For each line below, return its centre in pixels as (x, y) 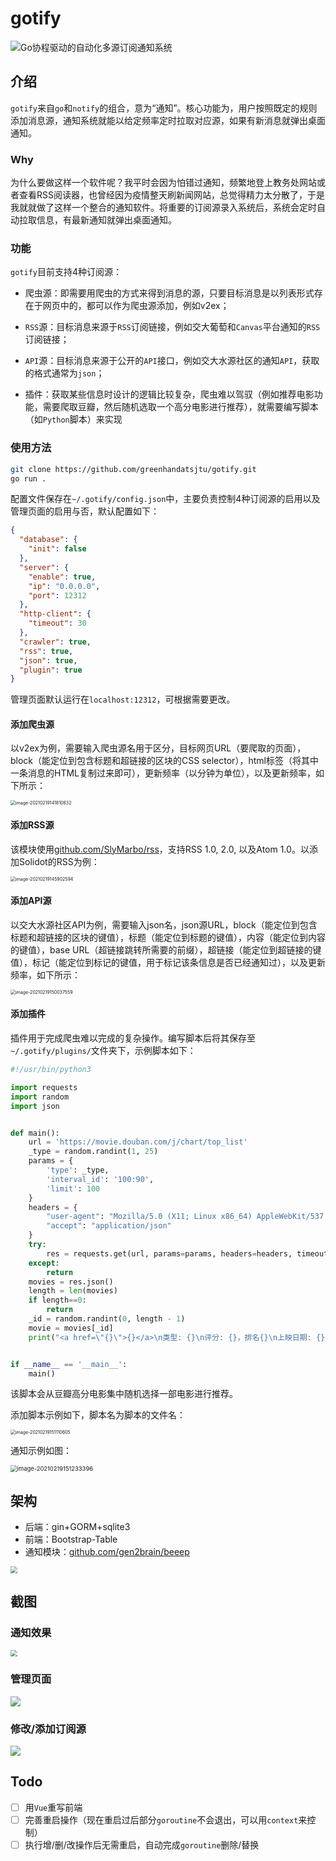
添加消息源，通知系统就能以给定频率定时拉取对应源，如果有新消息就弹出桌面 (168, 120)
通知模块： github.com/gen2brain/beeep (107, 1552)
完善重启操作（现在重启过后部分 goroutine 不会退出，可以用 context (161, 1819)
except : (44, 1263)
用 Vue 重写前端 (53, 1807)
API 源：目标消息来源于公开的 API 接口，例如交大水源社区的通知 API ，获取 (172, 361)
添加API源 (31, 901)
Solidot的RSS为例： (59, 861)
